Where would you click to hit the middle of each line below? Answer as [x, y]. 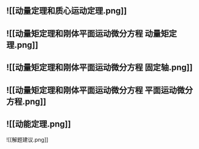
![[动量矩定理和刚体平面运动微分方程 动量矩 [88, 33]
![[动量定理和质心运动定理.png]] [67, 11]
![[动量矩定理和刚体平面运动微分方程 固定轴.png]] [100, 68]
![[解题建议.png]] [27, 140]
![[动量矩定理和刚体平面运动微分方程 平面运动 [92, 90]
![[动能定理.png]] [39, 124]
